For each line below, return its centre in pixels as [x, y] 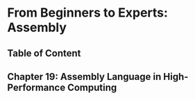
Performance [36, 87]
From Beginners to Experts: [88, 13]
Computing [92, 87]
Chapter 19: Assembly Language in [84, 77]
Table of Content [44, 53]
